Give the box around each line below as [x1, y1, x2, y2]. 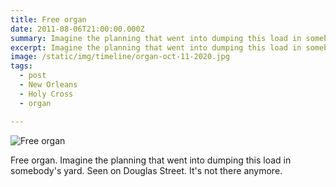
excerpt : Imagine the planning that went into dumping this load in [10, 42, 302, 53]
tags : [10, 61, 33, 71]
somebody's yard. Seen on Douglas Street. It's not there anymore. [10, 164, 283, 176]
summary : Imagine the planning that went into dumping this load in [10, 33, 302, 43]
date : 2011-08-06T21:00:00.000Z [10, 24, 145, 34]
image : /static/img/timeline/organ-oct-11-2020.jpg [10, 52, 230, 62]
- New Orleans [19, 80, 78, 90]
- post [19, 71, 47, 81]
